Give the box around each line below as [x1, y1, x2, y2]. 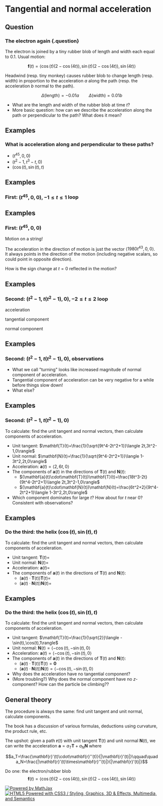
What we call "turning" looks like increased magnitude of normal [12, 366, 142, 372]
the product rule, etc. [5, 728, 48, 734]
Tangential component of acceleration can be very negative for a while [12, 377, 154, 383]
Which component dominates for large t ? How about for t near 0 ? [12, 494, 143, 501]
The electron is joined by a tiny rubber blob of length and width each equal [5, 48, 155, 54]
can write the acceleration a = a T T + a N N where [5, 743, 102, 750]
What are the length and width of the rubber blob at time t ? [12, 101, 130, 108]
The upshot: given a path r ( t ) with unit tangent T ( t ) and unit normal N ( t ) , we [5, 738, 156, 744]
